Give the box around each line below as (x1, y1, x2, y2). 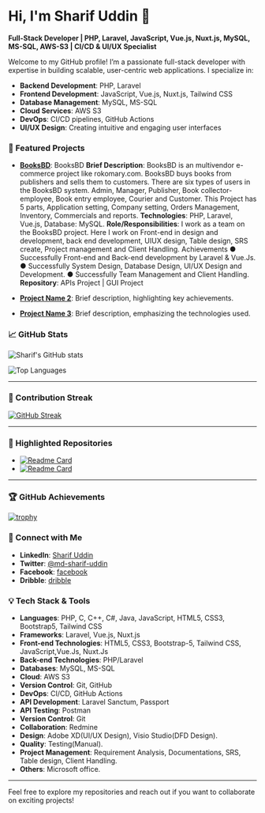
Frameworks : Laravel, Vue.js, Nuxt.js (19, 630, 140, 640)
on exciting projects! (8, 796, 75, 805)
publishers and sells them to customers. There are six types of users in (19, 177, 251, 187)
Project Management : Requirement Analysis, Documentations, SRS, (19, 747, 241, 758)
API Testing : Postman (19, 705, 91, 715)
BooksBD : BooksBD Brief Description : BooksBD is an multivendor (19, 161, 235, 170)
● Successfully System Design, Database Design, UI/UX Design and (19, 261, 242, 271)
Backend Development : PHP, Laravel (19, 81, 141, 90)
